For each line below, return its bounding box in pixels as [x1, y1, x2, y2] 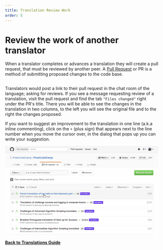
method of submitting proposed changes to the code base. [5, 71, 123, 77]
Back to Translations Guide [5, 240, 61, 246]
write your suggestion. [5, 136, 50, 142]
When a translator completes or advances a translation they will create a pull [5, 61, 159, 67]
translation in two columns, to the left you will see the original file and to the [5, 106, 157, 112]
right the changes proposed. [5, 111, 62, 117]
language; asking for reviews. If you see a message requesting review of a [5, 90, 154, 96]
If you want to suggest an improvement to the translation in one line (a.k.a [5, 121, 153, 126]
